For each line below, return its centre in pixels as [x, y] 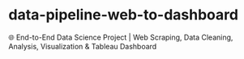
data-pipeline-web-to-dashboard [124, 15]
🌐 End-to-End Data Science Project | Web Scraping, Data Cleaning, [121, 37]
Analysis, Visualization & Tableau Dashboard [83, 46]
